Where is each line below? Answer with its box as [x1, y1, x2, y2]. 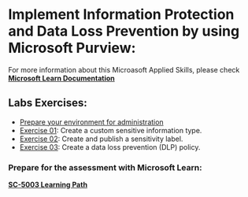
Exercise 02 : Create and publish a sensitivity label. [19, 134, 183, 143]
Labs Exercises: [8, 96, 88, 110]
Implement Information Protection [8, 6, 235, 24]
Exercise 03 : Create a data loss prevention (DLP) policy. [19, 142, 201, 151]
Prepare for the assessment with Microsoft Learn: [8, 162, 202, 173]
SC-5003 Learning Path [8, 180, 88, 190]
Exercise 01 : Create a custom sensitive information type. [19, 125, 202, 135]
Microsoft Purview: [8, 39, 136, 57]
